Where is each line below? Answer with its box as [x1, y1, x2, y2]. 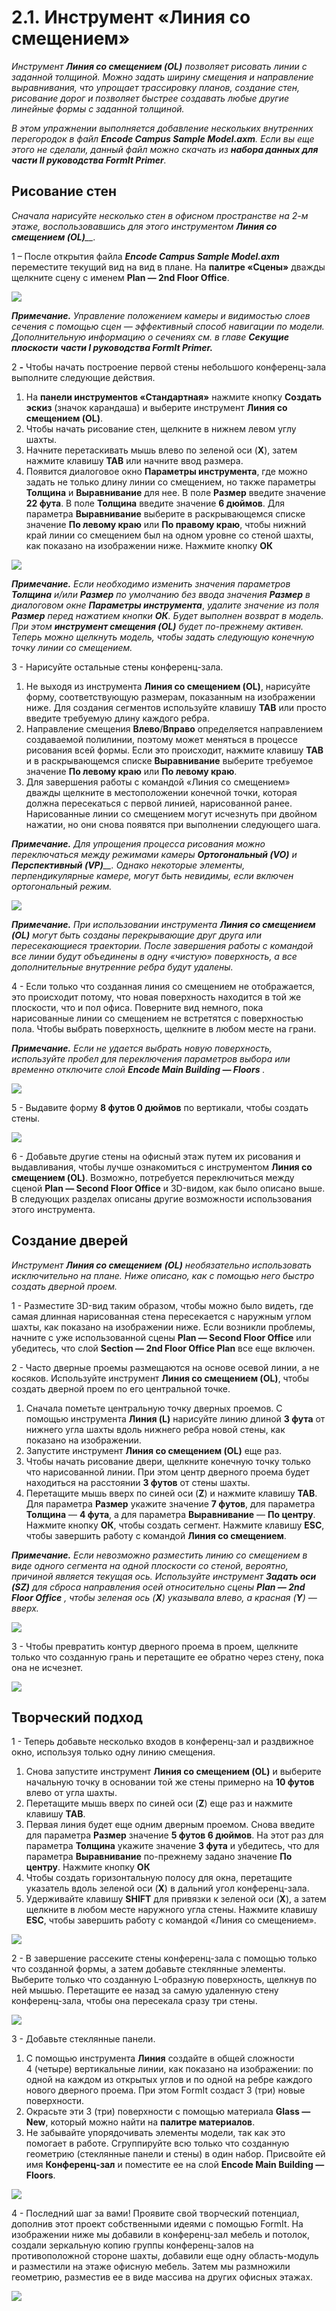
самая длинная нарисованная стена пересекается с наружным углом [11, 1310, 312, 1322]
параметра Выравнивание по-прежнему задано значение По [25, 1851, 293, 1863]
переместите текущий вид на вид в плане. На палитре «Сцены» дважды [11, 261, 326, 273]
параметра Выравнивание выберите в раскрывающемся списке [25, 507, 306, 520]
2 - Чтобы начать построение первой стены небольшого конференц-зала [11, 361, 327, 373]
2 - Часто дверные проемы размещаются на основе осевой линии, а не [11, 1361, 320, 1373]
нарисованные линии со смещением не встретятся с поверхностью [11, 1012, 304, 1024]
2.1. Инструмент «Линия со [11, 6, 251, 29]
